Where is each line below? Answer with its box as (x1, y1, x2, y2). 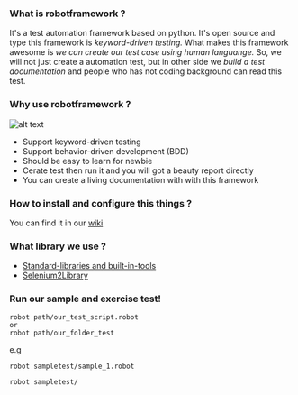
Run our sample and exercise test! (9, 292, 162, 305)
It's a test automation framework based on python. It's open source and (9, 28, 275, 39)
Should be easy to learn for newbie (22, 155, 153, 166)
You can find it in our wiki (9, 217, 104, 228)
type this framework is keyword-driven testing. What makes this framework (9, 37, 289, 48)
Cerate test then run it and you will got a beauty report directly (22, 165, 254, 176)
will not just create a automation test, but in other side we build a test (9, 57, 266, 68)
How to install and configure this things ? (9, 197, 192, 209)
